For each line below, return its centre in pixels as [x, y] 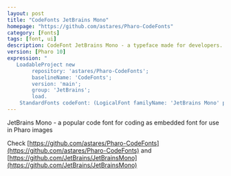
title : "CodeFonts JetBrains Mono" [58, 20]
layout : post [26, 13]
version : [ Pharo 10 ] [37, 52]
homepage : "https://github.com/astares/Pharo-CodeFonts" [90, 26]
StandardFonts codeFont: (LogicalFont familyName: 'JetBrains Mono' [120, 103]
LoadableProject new [46, 65]
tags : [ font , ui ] [32, 39]
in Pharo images [30, 130]
